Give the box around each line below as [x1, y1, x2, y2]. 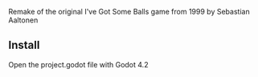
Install [8, 38, 40, 52]
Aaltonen [8, 15, 39, 25]
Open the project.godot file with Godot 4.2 [8, 59, 149, 69]
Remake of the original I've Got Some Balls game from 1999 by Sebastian [8, 7, 251, 16]
